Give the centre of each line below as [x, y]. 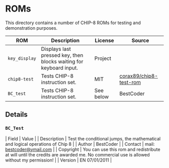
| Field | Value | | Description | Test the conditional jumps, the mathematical [83, 138]
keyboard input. [60, 67]
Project [103, 58]
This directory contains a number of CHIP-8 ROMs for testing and [73, 23]
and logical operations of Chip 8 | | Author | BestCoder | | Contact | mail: [80, 144]
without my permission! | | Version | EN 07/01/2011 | [59, 160]
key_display [22, 58]
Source [140, 40]
